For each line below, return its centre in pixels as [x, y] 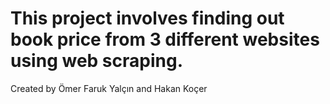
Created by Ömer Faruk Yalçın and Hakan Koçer [109, 88]
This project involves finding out [147, 18]
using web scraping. [96, 61]
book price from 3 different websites [165, 39]
